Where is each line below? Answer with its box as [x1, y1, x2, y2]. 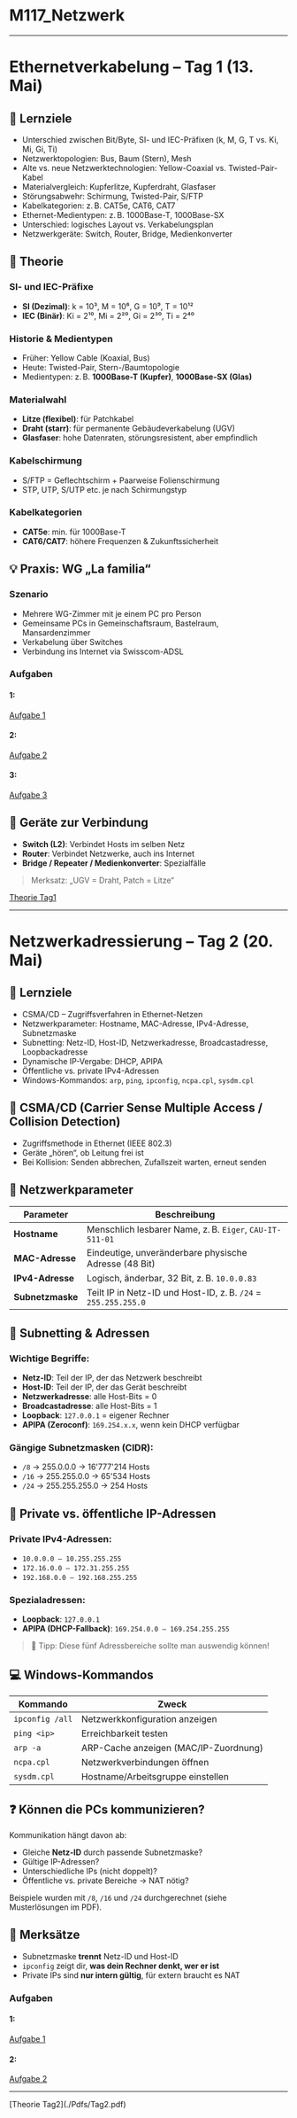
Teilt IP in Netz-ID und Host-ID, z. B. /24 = [87, 1287, 262, 1299]
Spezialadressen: [9, 1594, 86, 1607]
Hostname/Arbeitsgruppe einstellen [80, 1771, 230, 1783]
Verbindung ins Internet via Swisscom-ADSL [21, 646, 184, 657]
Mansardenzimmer [21, 627, 91, 638]
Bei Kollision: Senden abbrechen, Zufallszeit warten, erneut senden [21, 1156, 267, 1167]
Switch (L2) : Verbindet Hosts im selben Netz [21, 838, 186, 849]
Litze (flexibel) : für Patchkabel [21, 414, 134, 424]
